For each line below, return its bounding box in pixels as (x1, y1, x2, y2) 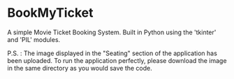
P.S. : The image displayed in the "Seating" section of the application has (7, 49, 218, 57)
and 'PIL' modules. (7, 35, 61, 43)
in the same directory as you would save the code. (7, 64, 152, 72)
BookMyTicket (7, 5, 94, 21)
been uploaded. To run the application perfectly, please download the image (7, 56, 227, 64)
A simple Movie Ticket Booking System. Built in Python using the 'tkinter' (7, 28, 217, 36)
